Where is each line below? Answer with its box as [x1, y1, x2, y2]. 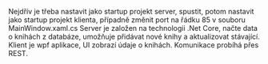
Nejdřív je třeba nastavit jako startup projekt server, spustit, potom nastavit [8, 7, 254, 16]
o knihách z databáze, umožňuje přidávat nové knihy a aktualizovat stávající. [8, 32, 260, 41]
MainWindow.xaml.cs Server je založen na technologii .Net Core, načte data [8, 24, 258, 32]
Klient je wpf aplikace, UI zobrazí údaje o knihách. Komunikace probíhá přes [8, 40, 259, 50]
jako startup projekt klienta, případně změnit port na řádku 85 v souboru [8, 15, 246, 24]
